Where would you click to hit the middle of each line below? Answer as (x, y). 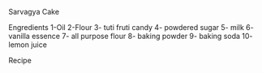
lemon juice (28, 45)
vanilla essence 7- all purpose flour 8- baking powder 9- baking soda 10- (131, 36)
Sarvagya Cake (34, 12)
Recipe (20, 60)
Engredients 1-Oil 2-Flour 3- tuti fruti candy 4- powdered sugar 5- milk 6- (131, 27)
